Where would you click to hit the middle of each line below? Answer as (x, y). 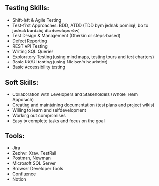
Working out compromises (39, 115)
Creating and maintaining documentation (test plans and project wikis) (83, 105)
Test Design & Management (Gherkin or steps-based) (66, 35)
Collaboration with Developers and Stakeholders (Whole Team (75, 94)
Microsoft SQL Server (34, 163)
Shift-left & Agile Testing (37, 20)
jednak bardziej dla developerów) (46, 30)
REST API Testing (30, 46)
